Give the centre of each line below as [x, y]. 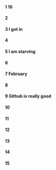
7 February [16, 74]
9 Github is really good [28, 96]
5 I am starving [20, 51]
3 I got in [14, 29]
